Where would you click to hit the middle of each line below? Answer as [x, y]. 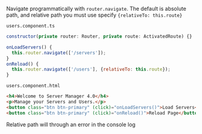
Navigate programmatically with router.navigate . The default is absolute [96, 9]
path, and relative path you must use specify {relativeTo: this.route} [94, 15]
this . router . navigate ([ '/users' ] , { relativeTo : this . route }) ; [91, 69]
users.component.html [33, 86]
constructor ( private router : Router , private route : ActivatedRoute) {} [99, 36]
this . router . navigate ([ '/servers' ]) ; [59, 53]
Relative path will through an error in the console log [71, 124]
